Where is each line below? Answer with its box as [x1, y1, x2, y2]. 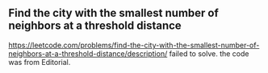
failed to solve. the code [169, 48, 249, 59]
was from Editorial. [8, 57, 71, 67]
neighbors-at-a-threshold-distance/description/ [8, 48, 168, 59]
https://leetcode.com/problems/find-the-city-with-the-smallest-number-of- [8, 40, 260, 50]
